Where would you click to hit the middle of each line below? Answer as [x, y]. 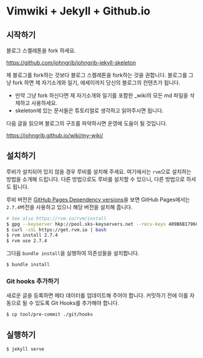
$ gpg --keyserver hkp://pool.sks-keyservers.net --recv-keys [86, 224]
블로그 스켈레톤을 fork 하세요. [41, 50]
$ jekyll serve [25, 349]
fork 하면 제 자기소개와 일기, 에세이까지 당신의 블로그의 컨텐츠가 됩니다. [96, 82]
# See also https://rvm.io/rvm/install [56, 219]
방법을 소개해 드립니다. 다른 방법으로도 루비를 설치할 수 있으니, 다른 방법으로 [96, 179]
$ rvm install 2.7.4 [32, 235]
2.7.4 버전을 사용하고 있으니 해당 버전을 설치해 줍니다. [69, 207]
